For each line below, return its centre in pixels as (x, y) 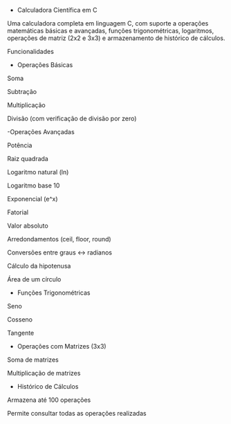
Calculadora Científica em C (57, 10)
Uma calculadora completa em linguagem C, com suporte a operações (108, 23)
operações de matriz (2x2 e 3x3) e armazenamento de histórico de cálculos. (116, 38)
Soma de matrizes (33, 360)
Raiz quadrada (28, 159)
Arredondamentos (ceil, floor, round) (59, 239)
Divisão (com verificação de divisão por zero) (72, 118)
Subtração (22, 92)
